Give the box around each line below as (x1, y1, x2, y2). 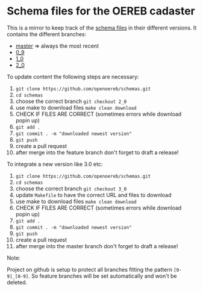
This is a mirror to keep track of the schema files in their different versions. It (7, 24, 197, 31)
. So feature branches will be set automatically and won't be (28, 272, 177, 280)
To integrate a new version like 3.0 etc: (7, 160, 103, 167)
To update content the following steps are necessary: (7, 73, 139, 80)
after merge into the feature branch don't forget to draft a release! (15, 149, 180, 156)
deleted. (7, 278, 28, 286)
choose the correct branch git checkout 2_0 (15, 98, 127, 105)
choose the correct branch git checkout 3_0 (15, 185, 127, 192)
